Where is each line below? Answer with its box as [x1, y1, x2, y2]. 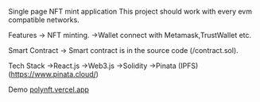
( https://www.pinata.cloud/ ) [8, 70, 99, 78]
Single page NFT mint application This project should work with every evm [8, 7, 253, 16]
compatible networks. [8, 15, 80, 25]
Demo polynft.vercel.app [8, 85, 90, 94]
